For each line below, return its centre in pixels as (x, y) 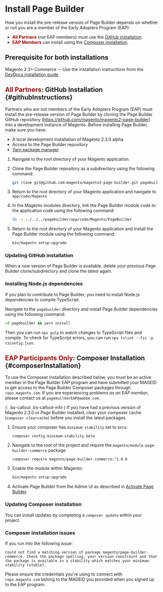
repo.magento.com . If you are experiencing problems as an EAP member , (77, 393)
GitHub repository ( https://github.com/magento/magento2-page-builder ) (78, 119)
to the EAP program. (25, 584)
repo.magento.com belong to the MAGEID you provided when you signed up (80, 579)
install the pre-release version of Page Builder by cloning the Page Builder (79, 114)
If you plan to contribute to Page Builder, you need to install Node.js (72, 294)
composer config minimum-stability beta (53, 436)
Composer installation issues (40, 533)
